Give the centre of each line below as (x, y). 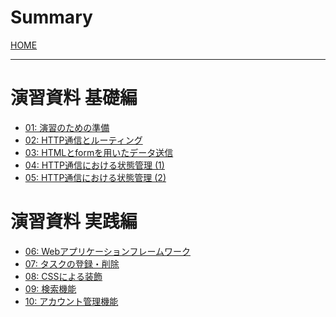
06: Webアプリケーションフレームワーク (107, 251)
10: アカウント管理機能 (71, 301)
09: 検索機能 (50, 288)
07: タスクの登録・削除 (72, 263)
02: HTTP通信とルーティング (83, 140)
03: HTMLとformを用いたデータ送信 (99, 152)
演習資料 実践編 (74, 222)
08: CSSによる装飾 (63, 276)
